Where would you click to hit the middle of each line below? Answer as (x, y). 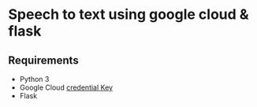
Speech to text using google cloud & (129, 15)
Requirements (43, 60)
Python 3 (34, 79)
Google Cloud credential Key (66, 87)
